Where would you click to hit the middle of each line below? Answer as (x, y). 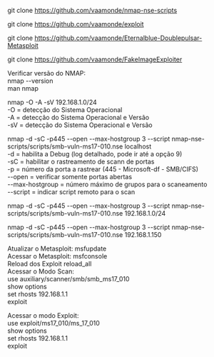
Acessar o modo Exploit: (43, 316)
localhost (138, 146)
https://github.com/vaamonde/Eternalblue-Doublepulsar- (118, 38)
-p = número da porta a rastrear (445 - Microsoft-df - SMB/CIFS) (103, 169)
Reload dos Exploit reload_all (50, 264)
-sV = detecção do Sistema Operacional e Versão (80, 125)
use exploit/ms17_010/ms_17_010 (53, 323)
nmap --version (30, 81)
